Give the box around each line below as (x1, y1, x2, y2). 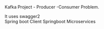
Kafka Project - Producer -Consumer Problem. (4, 4, 100, 10)
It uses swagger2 (4, 14, 40, 19)
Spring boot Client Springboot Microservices (4, 19, 96, 24)
